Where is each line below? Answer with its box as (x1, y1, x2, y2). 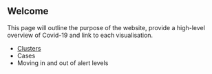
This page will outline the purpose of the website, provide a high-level (7, 23, 205, 32)
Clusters (17, 44, 41, 52)
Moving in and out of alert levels (17, 58, 109, 67)
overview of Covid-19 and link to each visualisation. (7, 31, 153, 39)
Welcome (7, 5, 49, 17)
